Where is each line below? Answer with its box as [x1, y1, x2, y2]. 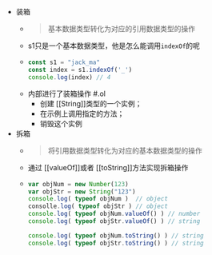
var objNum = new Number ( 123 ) [27, 180, 130, 188]
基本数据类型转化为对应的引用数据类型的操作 [47, 24, 196, 34]
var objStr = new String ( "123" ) [27, 187, 136, 196]
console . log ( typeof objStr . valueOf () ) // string [27, 217, 201, 225]
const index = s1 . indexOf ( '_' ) [27, 66, 133, 74]
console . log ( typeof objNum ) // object [27, 195, 168, 203]
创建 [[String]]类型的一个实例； [39, 98, 142, 108]
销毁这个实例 [39, 118, 82, 128]
